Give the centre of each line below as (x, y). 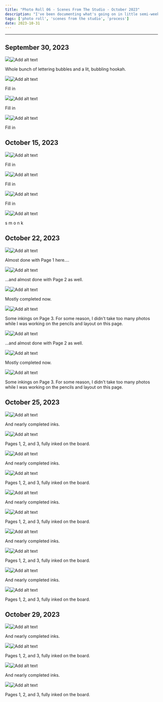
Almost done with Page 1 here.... (37, 260)
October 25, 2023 (32, 403)
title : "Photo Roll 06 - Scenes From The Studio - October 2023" (72, 9)
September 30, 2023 (37, 47)
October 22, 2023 (33, 238)
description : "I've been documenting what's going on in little (71, 14)
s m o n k (14, 223)
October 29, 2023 (32, 614)
